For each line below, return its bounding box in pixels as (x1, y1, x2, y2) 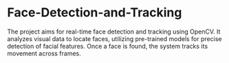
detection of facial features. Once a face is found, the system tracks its (7, 42, 208, 50)
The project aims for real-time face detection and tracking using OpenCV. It (7, 27, 221, 36)
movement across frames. (7, 49, 81, 58)
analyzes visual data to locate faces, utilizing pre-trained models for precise (7, 34, 222, 42)
